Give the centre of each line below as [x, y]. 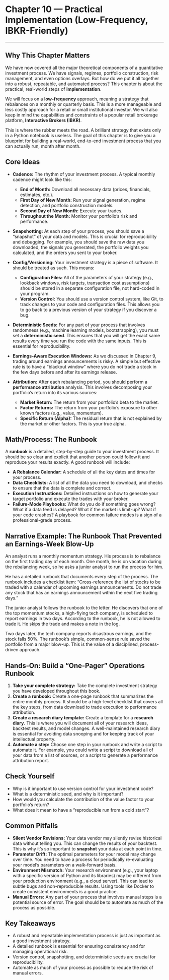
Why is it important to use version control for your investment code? [83, 788]
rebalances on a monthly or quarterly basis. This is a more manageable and [83, 104]
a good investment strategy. [41, 941]
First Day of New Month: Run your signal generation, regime [83, 200]
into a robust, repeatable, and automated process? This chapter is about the [84, 84]
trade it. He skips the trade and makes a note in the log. [63, 624]
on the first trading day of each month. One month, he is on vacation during [83, 562]
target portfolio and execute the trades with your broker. [71, 499]
